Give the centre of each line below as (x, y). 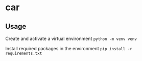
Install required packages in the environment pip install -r (69, 48)
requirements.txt (24, 53)
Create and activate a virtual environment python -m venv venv (71, 38)
